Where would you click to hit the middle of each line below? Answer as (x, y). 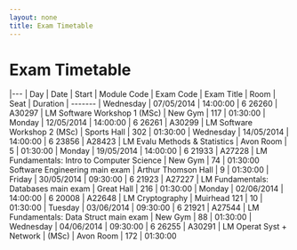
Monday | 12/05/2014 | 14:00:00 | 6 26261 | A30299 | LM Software (131, 123)
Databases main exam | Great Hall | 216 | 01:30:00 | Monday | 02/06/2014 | (146, 189)
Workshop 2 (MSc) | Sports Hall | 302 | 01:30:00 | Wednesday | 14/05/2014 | (149, 132)
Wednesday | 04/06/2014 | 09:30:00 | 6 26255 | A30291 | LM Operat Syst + (148, 227)
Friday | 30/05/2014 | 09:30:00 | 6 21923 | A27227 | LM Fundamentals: (139, 180)
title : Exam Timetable (51, 26)
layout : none (33, 17)
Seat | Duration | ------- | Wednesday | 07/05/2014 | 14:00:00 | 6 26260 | (144, 104)
